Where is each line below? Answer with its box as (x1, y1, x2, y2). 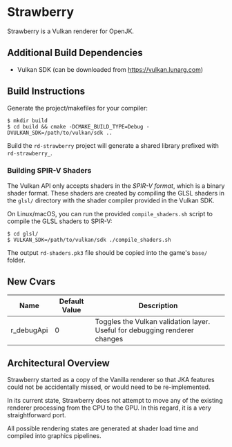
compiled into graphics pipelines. (7, 432, 101, 440)
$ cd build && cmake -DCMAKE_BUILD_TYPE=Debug (7, 123, 144, 130)
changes (95, 334, 124, 343)
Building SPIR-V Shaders (7, 166, 92, 175)
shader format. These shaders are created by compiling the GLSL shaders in (7, 189, 224, 197)
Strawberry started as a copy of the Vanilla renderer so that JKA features (7, 376, 215, 384)
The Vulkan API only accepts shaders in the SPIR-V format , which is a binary (7, 181, 225, 190)
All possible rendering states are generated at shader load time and (7, 424, 199, 432)
